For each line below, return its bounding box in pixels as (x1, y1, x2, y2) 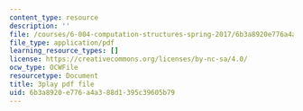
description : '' (9, 21, 70, 30)
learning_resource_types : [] (9, 47, 119, 55)
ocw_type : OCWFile (9, 64, 78, 73)
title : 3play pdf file (9, 80, 95, 89)
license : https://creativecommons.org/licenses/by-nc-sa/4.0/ (9, 55, 248, 64)
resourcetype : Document (9, 72, 99, 81)
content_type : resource (9, 13, 99, 22)
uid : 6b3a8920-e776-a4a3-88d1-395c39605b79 (9, 88, 176, 97)
